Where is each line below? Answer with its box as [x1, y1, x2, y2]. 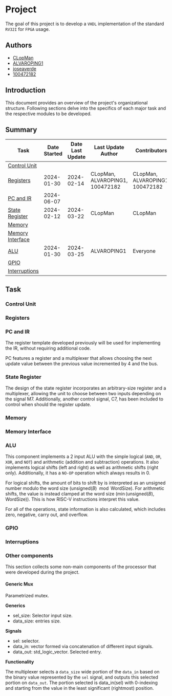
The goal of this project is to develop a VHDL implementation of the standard [5, 21, 164, 27]
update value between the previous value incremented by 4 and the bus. [5, 360, 159, 367]
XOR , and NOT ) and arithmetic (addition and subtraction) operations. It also [5, 459, 159, 465]
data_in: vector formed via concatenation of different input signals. [12, 643, 154, 649]
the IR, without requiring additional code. [5, 345, 91, 351]
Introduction [5, 86, 46, 95]
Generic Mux [5, 581, 33, 587]
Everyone [133, 248, 156, 255]
